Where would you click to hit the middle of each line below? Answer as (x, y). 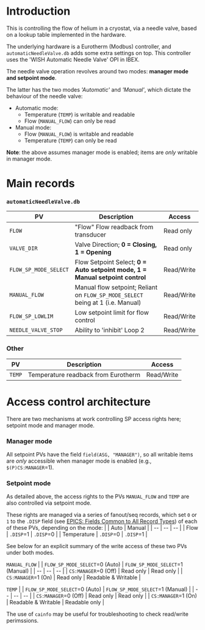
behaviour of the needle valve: (45, 96)
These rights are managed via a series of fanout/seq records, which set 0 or (102, 515)
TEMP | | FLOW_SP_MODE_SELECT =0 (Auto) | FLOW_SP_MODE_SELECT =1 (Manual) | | (100, 589)
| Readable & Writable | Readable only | (56, 603)
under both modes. (31, 553)
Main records (41, 184)
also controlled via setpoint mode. (49, 503)
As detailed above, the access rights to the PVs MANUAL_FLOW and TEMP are (98, 497)
